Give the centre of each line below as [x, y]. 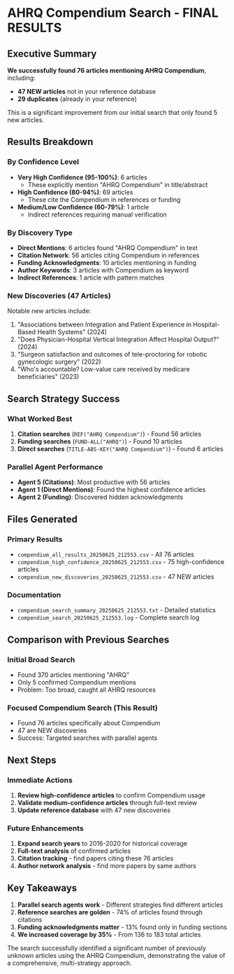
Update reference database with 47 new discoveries [94, 810]
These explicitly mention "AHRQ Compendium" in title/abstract [118, 184]
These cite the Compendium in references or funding [104, 199]
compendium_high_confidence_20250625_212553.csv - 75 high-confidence [121, 561]
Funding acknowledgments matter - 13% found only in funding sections [122, 927]
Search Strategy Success [64, 398]
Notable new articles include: [49, 311]
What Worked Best [40, 418]
